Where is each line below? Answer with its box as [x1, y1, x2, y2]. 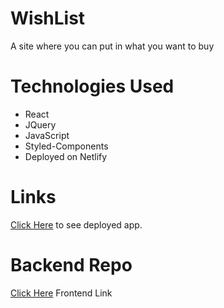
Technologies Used [10, 75, 175, 98]
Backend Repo [10, 254, 133, 276]
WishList [10, 7, 86, 30]
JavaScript [24, 129, 70, 141]
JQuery [24, 118, 57, 131]
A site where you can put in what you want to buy [10, 40, 215, 52]
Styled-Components [24, 140, 109, 152]
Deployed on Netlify [24, 150, 108, 162]
